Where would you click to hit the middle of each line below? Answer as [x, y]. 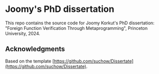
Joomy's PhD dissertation [60, 9]
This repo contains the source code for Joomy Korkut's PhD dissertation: [80, 23]
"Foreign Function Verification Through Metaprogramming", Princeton [77, 28]
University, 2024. [23, 33]
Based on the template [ [30, 61]
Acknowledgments [35, 49]
